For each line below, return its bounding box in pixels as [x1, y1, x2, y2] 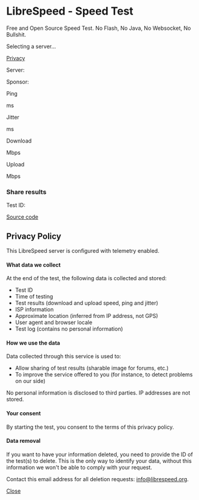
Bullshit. [6, 30, 26, 38]
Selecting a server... [6, 43, 56, 50]
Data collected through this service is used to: [6, 353, 121, 360]
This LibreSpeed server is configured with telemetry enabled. [6, 247, 160, 255]
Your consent [6, 410, 41, 417]
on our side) [15, 378, 46, 385]
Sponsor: [6, 78, 29, 85]
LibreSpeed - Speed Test [6, 4, 133, 18]
